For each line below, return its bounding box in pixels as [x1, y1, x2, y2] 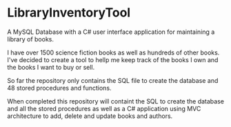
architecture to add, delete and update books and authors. [7, 112, 173, 120]
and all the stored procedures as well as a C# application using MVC [7, 104, 201, 113]
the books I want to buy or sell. [7, 63, 95, 71]
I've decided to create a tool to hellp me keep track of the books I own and [7, 55, 219, 63]
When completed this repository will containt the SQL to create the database [7, 97, 224, 105]
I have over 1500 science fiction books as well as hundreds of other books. [7, 48, 220, 57]
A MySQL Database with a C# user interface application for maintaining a [7, 28, 215, 36]
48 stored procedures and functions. [7, 84, 112, 92]
